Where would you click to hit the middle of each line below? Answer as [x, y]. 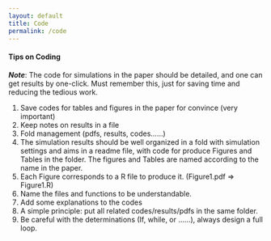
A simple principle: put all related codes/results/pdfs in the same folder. [139, 210]
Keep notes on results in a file [70, 125]
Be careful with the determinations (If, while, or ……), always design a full [141, 219]
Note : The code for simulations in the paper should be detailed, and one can [135, 74]
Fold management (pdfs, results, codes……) [93, 133]
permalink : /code [38, 31]
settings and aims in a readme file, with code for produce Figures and [136, 150]
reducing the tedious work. [53, 92]
